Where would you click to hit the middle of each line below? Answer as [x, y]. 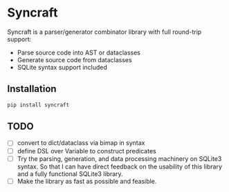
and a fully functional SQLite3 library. [70, 173]
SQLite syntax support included [62, 67]
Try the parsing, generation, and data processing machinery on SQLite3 [119, 159]
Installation [32, 89]
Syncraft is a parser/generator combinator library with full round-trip [104, 32]
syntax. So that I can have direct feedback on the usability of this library [120, 166]
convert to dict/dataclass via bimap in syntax [81, 143]
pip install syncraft [38, 105]
